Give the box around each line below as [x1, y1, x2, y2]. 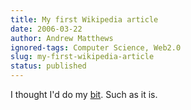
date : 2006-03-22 [10, 24, 83, 34]
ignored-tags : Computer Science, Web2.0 [10, 42, 182, 53]
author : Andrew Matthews [10, 33, 114, 43]
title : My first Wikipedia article [10, 14, 159, 25]
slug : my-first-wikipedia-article [10, 52, 155, 62]
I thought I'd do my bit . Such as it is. [10, 89, 158, 100]
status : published [10, 61, 87, 71]
